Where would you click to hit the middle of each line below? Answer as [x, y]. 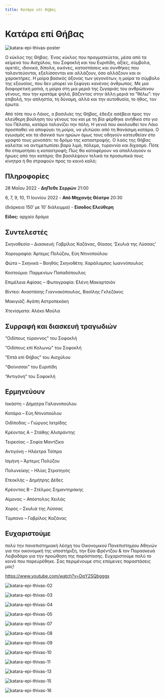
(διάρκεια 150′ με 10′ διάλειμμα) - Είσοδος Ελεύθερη [60, 207]
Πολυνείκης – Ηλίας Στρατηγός [38, 470]
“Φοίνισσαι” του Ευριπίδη [31, 367]
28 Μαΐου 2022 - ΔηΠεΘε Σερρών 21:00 [47, 188]
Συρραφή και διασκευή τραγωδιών [61, 326]
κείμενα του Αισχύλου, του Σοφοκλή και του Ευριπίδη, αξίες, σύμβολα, [78, 63]
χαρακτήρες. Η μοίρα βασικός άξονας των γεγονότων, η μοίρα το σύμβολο [82, 78]
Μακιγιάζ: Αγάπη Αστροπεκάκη [37, 301]
